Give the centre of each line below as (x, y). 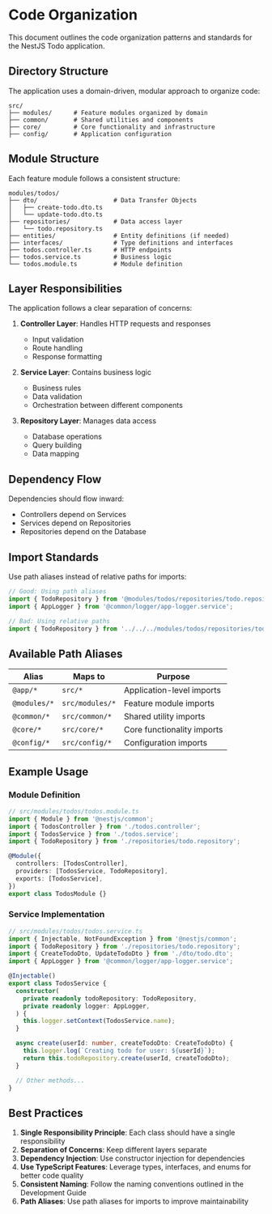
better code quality (52, 1176)
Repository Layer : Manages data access (88, 421)
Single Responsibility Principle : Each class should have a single (127, 1133)
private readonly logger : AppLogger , (87, 1006)
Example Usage (49, 772)
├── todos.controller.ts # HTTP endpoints (90, 250)
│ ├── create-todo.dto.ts (56, 207)
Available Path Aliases (66, 654)
